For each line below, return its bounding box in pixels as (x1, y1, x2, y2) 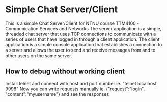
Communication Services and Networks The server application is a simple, (5, 25, 162, 31)
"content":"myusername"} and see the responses (5, 91, 109, 97)
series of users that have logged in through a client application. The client (5, 36, 160, 42)
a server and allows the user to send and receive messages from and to (5, 47, 156, 53)
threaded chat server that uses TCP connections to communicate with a (5, 31, 156, 37)
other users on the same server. (5, 52, 72, 59)
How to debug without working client (5, 67, 125, 76)
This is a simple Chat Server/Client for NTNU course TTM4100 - (5, 20, 140, 26)
